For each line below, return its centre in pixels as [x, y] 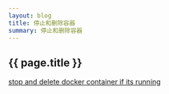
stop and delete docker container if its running [85, 82]
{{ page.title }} [45, 63]
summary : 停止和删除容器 [45, 30]
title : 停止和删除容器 [42, 23]
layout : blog [30, 16]
